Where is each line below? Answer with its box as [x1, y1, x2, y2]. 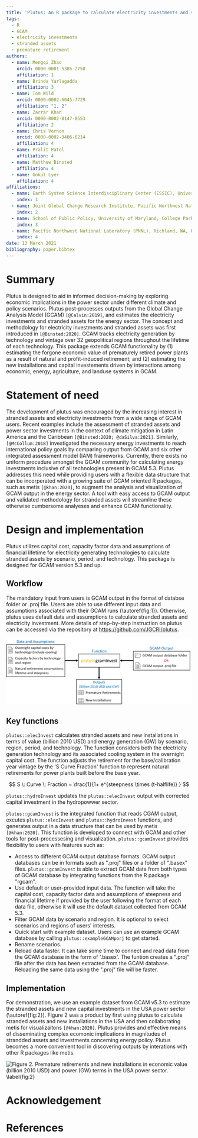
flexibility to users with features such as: [6, 842, 104, 849]
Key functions [6, 716, 59, 726]
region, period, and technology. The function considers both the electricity [6, 744, 187, 751]
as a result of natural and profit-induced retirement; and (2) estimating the [6, 355, 186, 362]
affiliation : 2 [16, 122, 54, 128]
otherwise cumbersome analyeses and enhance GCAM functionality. [6, 502, 173, 509]
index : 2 [16, 209, 38, 215]
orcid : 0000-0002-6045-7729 [16, 97, 85, 103]
